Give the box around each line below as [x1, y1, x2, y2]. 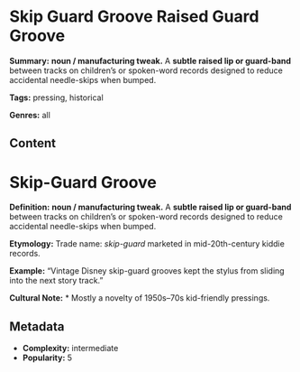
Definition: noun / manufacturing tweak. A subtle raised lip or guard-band [9, 201, 292, 213]
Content [9, 135, 57, 151]
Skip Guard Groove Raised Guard [9, 6, 259, 27]
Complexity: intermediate [22, 343, 119, 354]
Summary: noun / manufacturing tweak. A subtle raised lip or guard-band [9, 55, 291, 66]
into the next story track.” [9, 275, 104, 286]
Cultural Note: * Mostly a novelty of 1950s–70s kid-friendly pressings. [9, 293, 270, 303]
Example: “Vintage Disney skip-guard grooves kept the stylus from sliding [9, 265, 286, 276]
